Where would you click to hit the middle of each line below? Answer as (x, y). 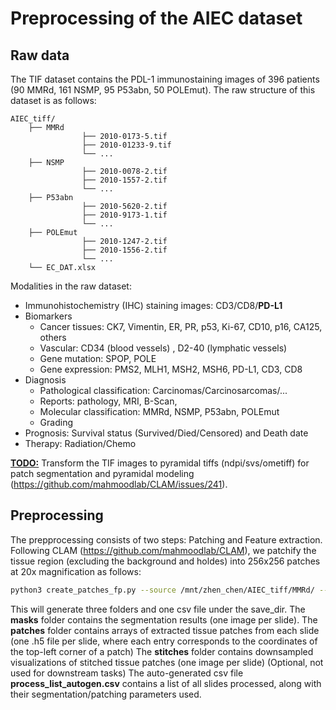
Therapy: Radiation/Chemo (80, 443)
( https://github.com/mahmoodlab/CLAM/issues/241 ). (119, 484)
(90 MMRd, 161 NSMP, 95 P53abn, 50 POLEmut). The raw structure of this (163, 90)
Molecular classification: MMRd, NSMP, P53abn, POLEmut (159, 411)
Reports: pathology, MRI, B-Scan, (108, 401)
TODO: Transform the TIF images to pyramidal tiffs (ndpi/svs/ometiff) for (160, 463)
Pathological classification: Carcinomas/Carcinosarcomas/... (163, 390)
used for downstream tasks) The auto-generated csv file (127, 673)
